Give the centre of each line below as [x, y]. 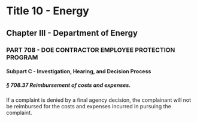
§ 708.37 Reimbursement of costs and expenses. [69, 85]
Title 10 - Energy [48, 11]
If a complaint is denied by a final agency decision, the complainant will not [99, 100]
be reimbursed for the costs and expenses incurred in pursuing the [89, 107]
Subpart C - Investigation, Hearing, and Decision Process [79, 71]
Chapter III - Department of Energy [72, 33]
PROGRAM [22, 57]
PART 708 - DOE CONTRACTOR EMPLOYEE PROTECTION [91, 50]
